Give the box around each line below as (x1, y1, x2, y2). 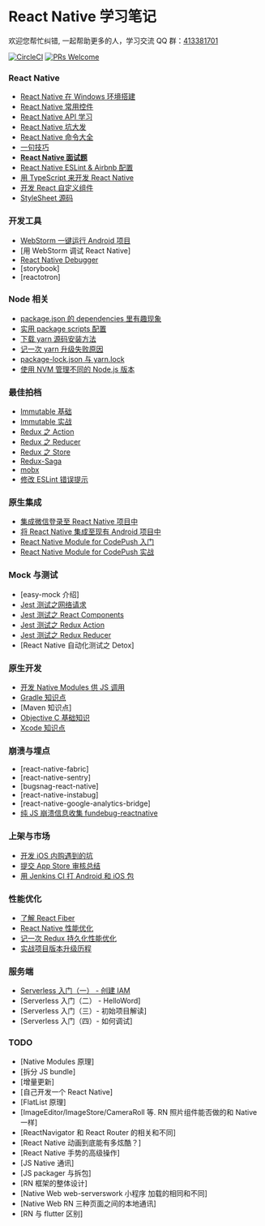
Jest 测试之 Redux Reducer (19, 630, 112, 639)
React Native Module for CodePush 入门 (19, 537, 155, 547)
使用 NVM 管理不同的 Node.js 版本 (19, 364, 135, 374)
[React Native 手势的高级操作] (19, 1147, 120, 1157)
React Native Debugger (19, 255, 99, 265)
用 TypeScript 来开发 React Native (19, 173, 134, 183)
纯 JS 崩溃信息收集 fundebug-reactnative (19, 808, 158, 818)
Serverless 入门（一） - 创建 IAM (19, 986, 131, 996)
